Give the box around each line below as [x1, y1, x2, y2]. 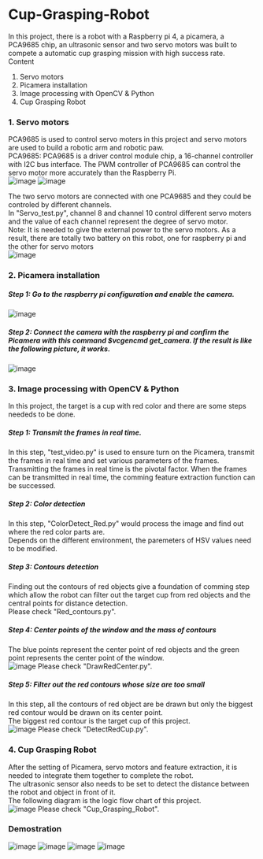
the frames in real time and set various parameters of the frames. [8, 456, 220, 465]
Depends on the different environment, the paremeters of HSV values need [8, 535, 252, 545]
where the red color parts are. [8, 528, 106, 537]
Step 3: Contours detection [8, 561, 99, 572]
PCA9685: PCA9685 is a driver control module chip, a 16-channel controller [8, 151, 254, 161]
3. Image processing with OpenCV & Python [8, 383, 180, 394]
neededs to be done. [8, 409, 76, 419]
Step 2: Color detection [8, 498, 86, 509]
